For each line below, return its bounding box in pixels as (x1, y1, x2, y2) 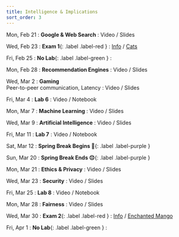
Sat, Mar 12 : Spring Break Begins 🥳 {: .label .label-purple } (6, 142, 151, 149)
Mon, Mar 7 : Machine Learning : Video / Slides (6, 107, 124, 114)
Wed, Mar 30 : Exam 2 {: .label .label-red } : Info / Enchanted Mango (6, 212, 173, 220)
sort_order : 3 (6, 14, 42, 20)
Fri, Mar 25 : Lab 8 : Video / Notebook (6, 189, 100, 196)
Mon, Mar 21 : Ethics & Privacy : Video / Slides (6, 165, 121, 173)
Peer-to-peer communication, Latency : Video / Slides (6, 84, 140, 91)
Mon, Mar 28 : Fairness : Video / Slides (6, 200, 103, 208)
